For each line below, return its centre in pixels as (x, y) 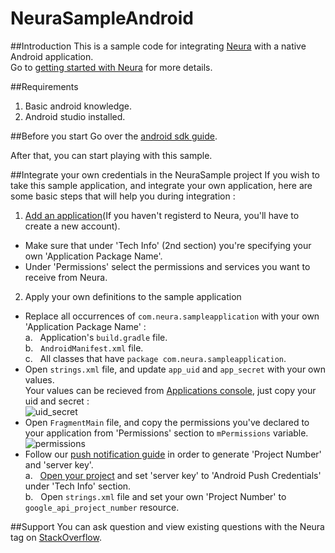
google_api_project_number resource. (102, 507)
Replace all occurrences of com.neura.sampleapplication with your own (172, 316)
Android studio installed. (75, 116)
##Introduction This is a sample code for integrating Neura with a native (158, 46)
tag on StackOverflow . (56, 537)
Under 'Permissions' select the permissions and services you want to (167, 266)
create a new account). (72, 226)
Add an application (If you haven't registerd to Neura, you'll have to (162, 215)
